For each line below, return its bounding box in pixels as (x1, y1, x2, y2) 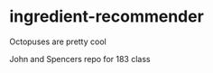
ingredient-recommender (9, 6, 205, 27)
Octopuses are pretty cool (9, 36, 106, 47)
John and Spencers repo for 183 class (9, 53, 151, 64)
